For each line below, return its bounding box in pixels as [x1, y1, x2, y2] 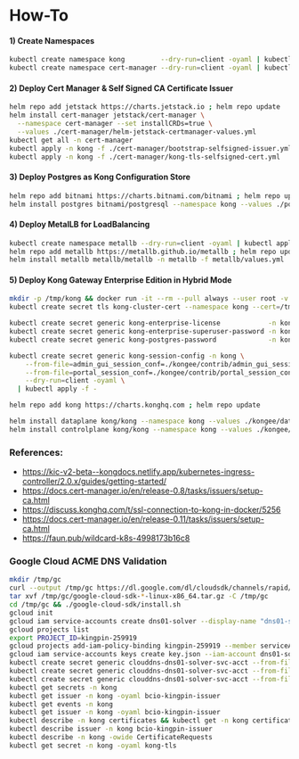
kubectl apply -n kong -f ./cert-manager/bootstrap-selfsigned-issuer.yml [9, 144, 293, 153]
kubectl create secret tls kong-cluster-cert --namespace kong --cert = [9, 302, 280, 312]
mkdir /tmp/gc [9, 575, 62, 584]
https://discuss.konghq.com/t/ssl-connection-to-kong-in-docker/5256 [21, 505, 281, 516]
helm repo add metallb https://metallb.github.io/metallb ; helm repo [9, 247, 277, 256]
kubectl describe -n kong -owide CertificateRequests [9, 733, 214, 742]
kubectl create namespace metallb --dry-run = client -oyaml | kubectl [9, 238, 273, 248]
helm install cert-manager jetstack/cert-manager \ [9, 111, 205, 120]
